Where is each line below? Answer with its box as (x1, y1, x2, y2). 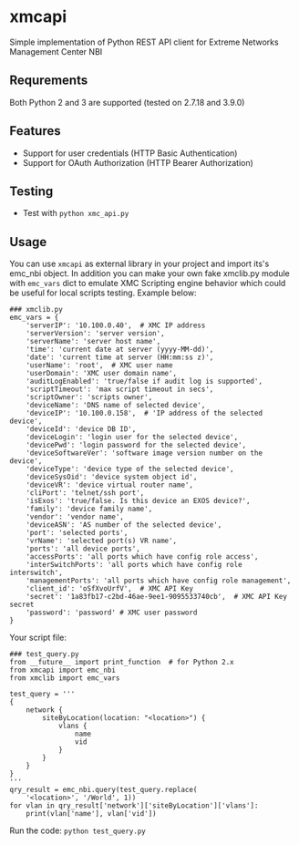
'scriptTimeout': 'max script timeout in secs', (26, 385, 214, 394)
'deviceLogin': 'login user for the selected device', (26, 433, 239, 442)
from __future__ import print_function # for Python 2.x (9, 658, 234, 667)
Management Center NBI (9, 46, 103, 57)
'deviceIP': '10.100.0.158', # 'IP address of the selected (26, 408, 263, 418)
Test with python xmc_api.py (22, 208, 129, 219)
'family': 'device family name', (26, 504, 153, 514)
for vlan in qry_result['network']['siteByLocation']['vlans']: (9, 801, 259, 810)
